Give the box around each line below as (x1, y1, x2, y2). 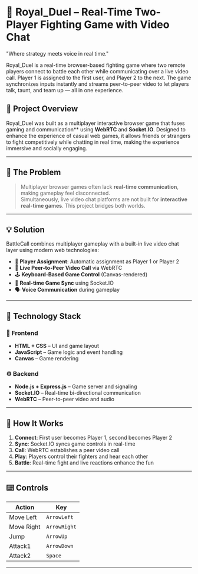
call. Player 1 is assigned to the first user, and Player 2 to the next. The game (6, 74, 192, 81)
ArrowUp (46, 533, 68, 540)
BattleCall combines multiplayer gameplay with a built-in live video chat (6, 240, 180, 247)
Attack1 (9, 541, 31, 550)
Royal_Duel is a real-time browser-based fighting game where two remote (6, 62, 186, 69)
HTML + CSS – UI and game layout (14, 343, 99, 350)
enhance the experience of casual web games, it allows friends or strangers (6, 132, 191, 139)
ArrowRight (46, 523, 77, 530)
